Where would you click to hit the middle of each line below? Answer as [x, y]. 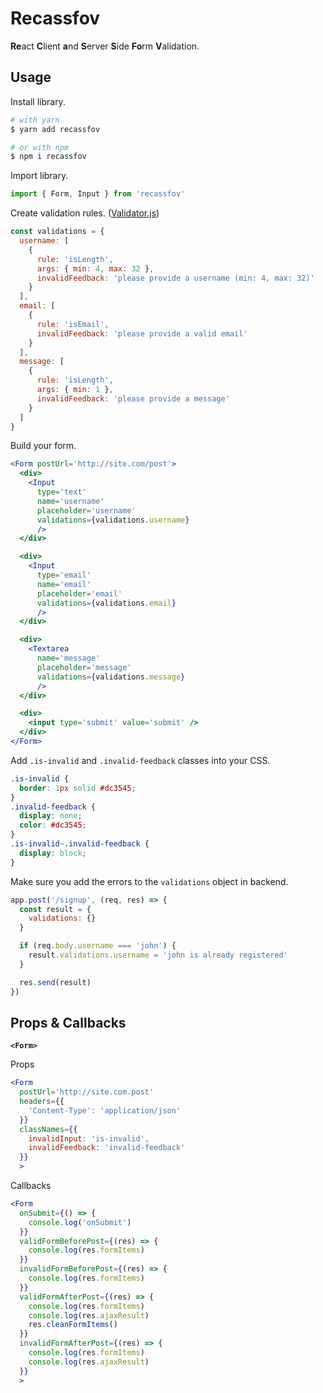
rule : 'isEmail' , [73, 324]
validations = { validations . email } [106, 603]
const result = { [55, 909]
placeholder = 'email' [79, 593]
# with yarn [35, 120]
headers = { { [42, 1102]
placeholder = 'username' [86, 510]
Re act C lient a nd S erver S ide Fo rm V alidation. [105, 46]
